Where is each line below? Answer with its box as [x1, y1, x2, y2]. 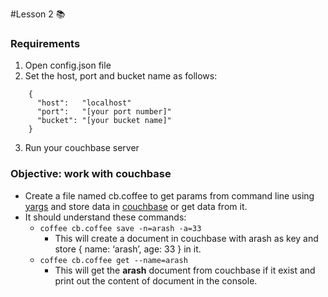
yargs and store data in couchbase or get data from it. [24, 200, 248, 212]
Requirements [10, 36, 81, 50]
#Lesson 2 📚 [10, 8, 66, 20]
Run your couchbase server [24, 142, 140, 154]
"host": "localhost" [36, 98, 132, 108]
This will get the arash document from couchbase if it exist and [54, 264, 316, 276]
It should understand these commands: [24, 211, 187, 223]
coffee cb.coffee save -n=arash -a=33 [39, 223, 202, 233]
